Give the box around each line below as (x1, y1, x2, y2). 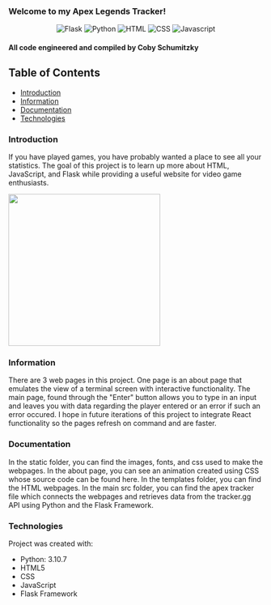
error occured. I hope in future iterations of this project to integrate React (8, 410, 252, 420)
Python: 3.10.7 (19, 554, 67, 564)
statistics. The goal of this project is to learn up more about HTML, (8, 160, 230, 170)
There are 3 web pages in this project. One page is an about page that (8, 375, 243, 386)
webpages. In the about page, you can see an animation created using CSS (8, 466, 260, 475)
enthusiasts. (8, 178, 49, 187)
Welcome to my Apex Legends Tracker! (8, 6, 167, 17)
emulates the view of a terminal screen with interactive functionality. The (8, 384, 251, 394)
